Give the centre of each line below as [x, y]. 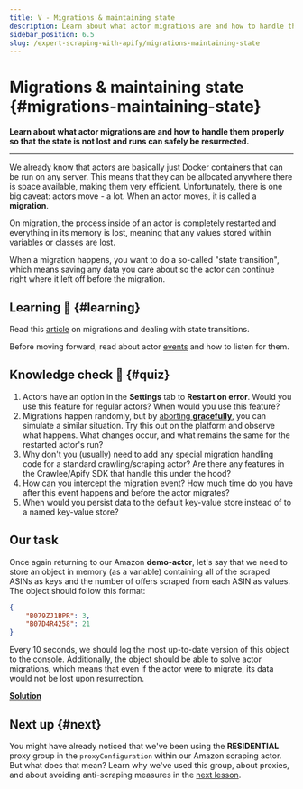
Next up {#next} [55, 724]
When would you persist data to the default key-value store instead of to [156, 502]
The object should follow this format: [78, 590]
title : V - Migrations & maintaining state [92, 18]
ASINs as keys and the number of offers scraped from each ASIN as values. [150, 581]
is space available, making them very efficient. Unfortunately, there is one [146, 187]
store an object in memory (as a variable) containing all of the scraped [140, 571]
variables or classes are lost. [62, 242]
